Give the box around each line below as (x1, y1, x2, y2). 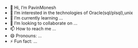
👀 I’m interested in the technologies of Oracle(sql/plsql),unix (9, 10, 134, 16)
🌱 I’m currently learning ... (9, 15, 63, 21)
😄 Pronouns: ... (9, 33, 42, 39)
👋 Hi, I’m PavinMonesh (9, 5, 56, 10)
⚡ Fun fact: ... (9, 38, 37, 44)
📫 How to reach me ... (9, 26, 56, 31)
